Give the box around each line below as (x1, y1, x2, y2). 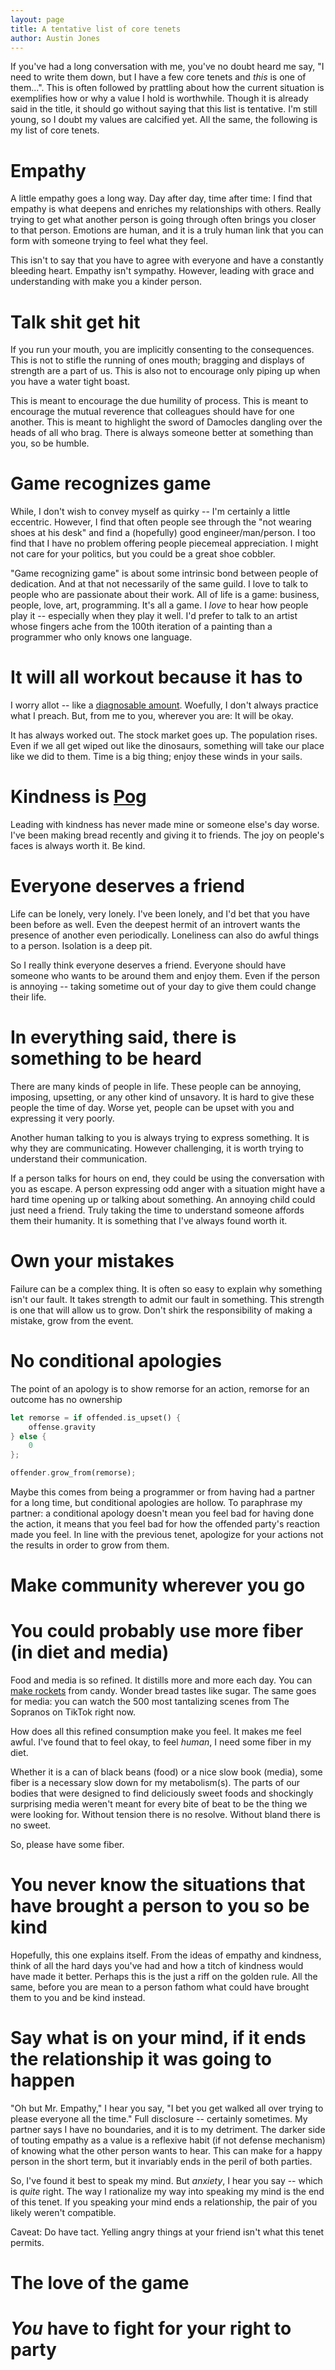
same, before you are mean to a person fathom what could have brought (10, 1981, 310, 1993)
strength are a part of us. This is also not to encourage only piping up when (10, 365, 321, 377)
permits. (10, 2237, 45, 2249)
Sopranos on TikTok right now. (10, 1706, 137, 1718)
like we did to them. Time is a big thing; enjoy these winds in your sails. (10, 751, 303, 763)
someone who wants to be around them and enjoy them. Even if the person (10, 970, 320, 981)
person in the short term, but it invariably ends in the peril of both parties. (10, 2156, 313, 2168)
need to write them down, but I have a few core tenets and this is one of (10, 71, 307, 83)
